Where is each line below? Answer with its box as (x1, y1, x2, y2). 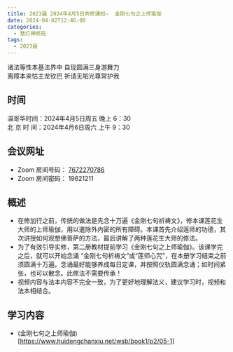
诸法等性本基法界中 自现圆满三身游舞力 (7, 63, 120, 71)
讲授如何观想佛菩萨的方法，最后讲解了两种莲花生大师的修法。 (23, 234, 202, 243)
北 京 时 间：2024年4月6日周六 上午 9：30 (7, 123, 131, 131)
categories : (7, 23, 42, 30)
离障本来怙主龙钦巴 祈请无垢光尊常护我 (7, 72, 120, 80)
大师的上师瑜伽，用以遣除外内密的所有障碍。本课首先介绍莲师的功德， (17, 225, 220, 233)
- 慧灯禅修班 (13, 29, 47, 37)
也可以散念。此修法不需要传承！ (29, 269, 122, 278)
